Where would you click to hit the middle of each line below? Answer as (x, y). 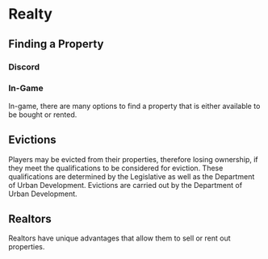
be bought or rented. (43, 115)
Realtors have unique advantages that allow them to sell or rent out (120, 238)
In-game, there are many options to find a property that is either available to (134, 106)
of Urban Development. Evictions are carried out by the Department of (126, 185)
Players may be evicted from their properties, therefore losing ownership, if (133, 159)
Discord (24, 67)
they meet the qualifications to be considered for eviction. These (116, 168)
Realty (30, 14)
